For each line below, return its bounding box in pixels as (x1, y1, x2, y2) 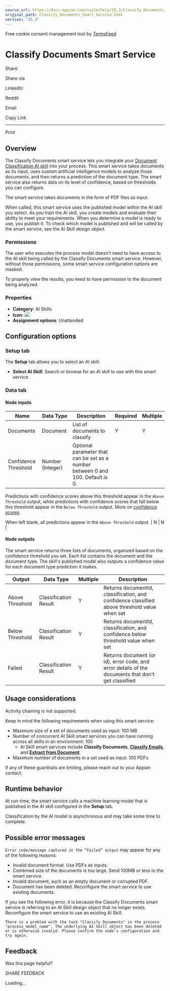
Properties (5, 294, 32, 302)
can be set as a (72, 455, 109, 462)
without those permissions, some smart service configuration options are (5, 261, 158, 267)
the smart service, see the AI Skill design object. (5, 226, 106, 232)
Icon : (12, 312, 24, 318)
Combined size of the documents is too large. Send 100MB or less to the (12, 867, 163, 874)
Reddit (5, 95, 19, 101)
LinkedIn (5, 85, 23, 92)
